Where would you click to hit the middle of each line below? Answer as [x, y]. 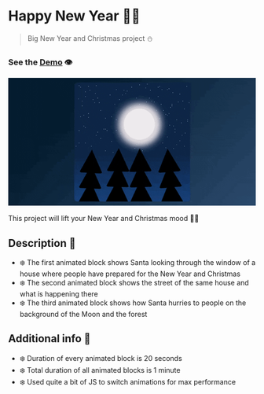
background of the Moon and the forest [83, 314]
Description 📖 [42, 243]
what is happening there [59, 293]
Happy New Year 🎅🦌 [74, 16]
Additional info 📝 [49, 339]
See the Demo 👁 [40, 62]
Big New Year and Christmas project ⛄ [90, 38]
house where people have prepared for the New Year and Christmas [130, 274]
